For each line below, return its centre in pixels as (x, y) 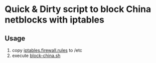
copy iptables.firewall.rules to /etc (47, 50)
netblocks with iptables (55, 20)
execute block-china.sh (36, 55)
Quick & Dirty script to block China (78, 9)
